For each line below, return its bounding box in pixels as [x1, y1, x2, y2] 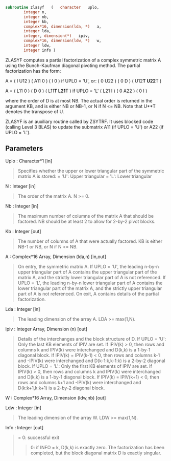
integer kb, [23, 19, 50, 24]
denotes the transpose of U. [5, 108, 64, 115]
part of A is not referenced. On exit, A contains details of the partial [17, 290, 159, 297]
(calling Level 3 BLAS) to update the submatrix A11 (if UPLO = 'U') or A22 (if [5, 123, 164, 130]
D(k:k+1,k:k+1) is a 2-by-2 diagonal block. [17, 385, 105, 391]
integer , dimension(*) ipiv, [23, 33, 90, 38]
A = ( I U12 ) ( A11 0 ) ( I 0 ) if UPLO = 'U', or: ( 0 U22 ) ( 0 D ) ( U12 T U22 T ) [5, 77, 162, 84]
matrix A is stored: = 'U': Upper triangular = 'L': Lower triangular [17, 173, 152, 179]
